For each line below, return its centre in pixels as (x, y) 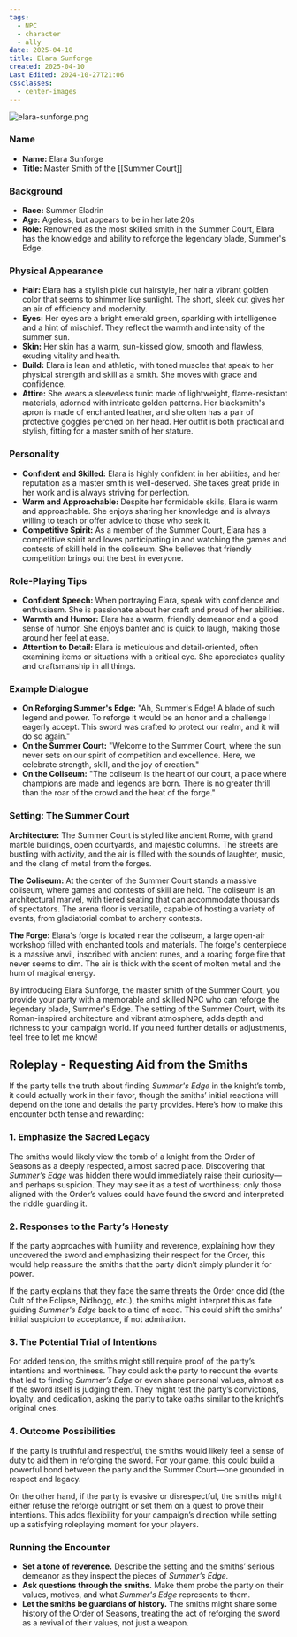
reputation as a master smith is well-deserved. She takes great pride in (151, 482)
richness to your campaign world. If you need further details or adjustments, (148, 1027)
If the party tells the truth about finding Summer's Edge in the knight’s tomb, (147, 1086)
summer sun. (46, 337)
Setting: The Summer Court (69, 816)
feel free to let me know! (53, 1037)
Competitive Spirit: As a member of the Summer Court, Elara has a (144, 530)
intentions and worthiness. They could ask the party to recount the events (144, 1371)
